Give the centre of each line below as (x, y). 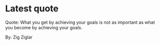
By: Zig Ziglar (19, 37)
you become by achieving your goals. (44, 27)
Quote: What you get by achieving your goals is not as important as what (80, 22)
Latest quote (32, 9)
